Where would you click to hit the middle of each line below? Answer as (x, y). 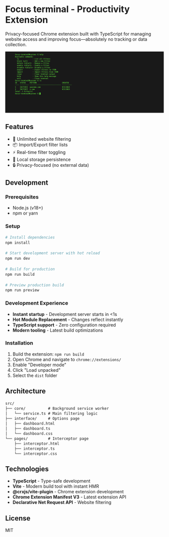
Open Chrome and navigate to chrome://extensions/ (67, 359)
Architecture (26, 391)
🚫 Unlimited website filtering (42, 139)
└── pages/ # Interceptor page (47, 439)
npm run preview (22, 290)
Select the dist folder (35, 375)
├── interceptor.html (37, 444)
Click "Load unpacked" (36, 370)
